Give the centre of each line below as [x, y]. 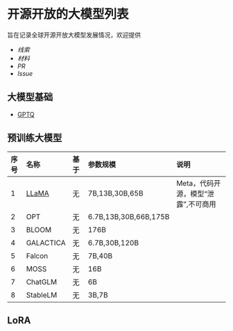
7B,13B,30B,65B [115, 193]
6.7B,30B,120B [113, 243]
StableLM [42, 295]
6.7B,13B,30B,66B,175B [129, 216]
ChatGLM [42, 282]
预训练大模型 [35, 138]
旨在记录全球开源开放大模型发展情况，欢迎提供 [74, 35]
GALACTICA [46, 243]
